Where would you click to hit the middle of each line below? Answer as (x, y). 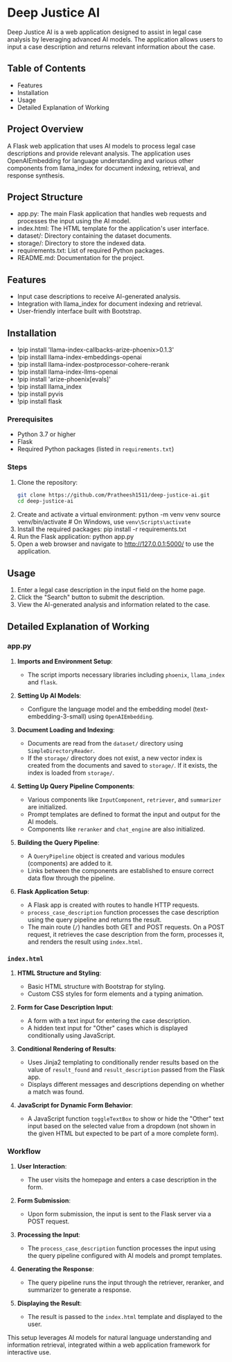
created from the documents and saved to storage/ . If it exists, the (123, 765)
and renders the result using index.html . (85, 942)
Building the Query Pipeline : (58, 842)
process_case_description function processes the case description (123, 912)
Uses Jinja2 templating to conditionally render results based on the (123, 1062)
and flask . (43, 682)
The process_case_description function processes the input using (122, 1248)
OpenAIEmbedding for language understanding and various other (100, 160)
